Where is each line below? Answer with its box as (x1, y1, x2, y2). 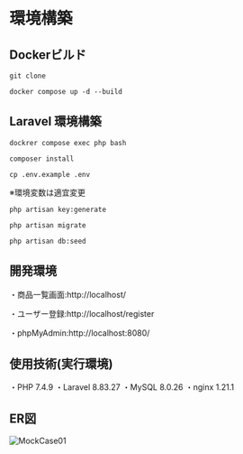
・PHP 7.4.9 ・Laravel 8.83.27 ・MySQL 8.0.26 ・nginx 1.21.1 (9, 382, 235, 393)
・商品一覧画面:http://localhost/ (9, 289, 127, 300)
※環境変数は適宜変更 (9, 187, 85, 198)
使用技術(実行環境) (9, 357, 113, 372)
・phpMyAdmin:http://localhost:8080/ (9, 327, 150, 338)
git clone (9, 71, 47, 80)
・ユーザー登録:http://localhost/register (9, 308, 155, 319)
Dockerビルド (9, 47, 87, 62)
